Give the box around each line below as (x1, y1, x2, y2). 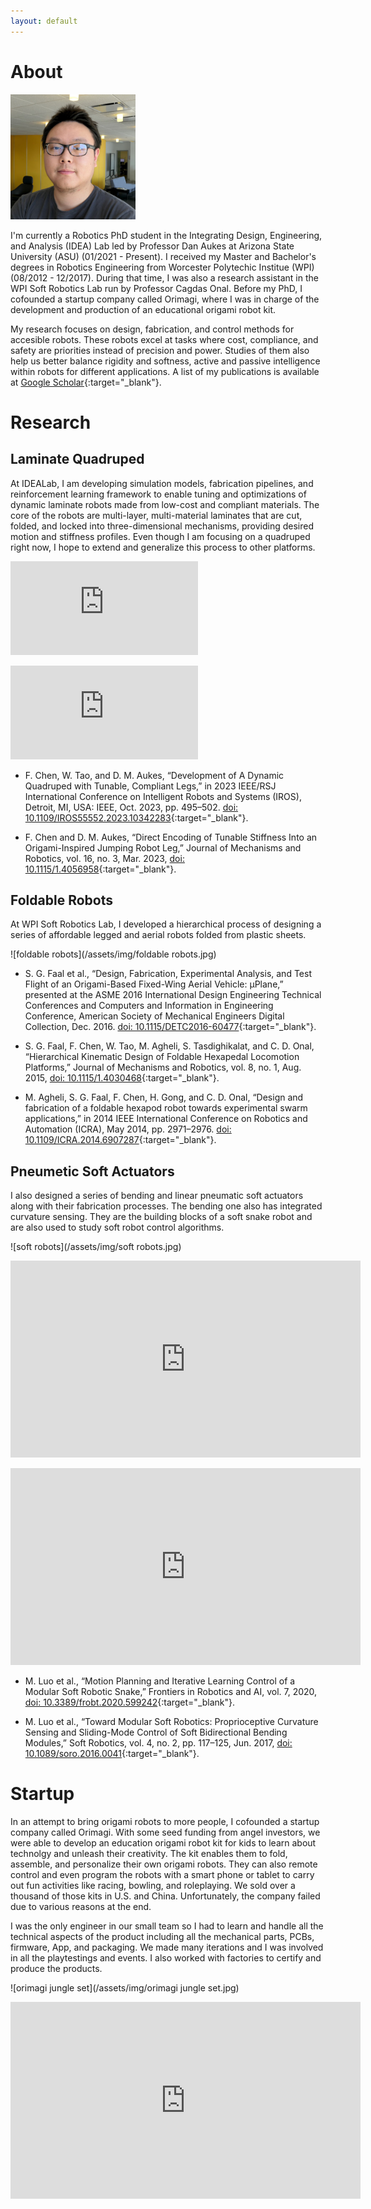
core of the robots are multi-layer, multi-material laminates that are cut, (10, 509, 303, 521)
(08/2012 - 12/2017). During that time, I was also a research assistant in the (10, 271, 319, 284)
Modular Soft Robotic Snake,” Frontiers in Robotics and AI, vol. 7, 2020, (24, 1686, 318, 1698)
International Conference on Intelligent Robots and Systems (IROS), (24, 790, 302, 802)
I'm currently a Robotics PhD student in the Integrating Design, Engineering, (10, 229, 323, 241)
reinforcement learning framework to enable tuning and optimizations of (10, 488, 307, 500)
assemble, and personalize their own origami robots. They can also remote (10, 1858, 318, 1870)
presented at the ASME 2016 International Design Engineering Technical (24, 989, 322, 1001)
